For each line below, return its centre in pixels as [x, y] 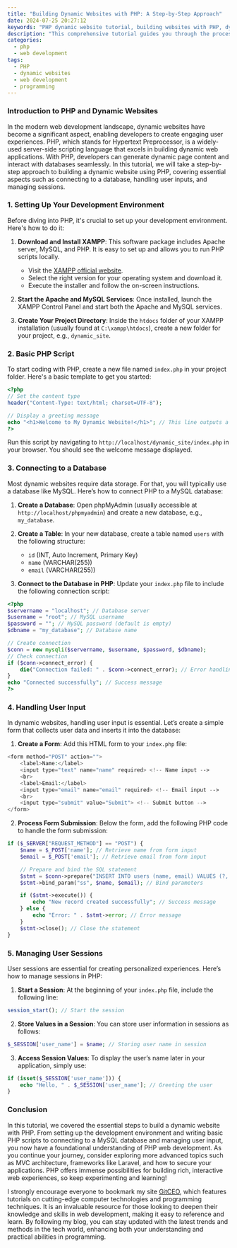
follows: [29, 1031]
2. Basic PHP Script [41, 353]
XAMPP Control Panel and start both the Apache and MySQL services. [120, 307]
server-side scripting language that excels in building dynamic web [121, 149]
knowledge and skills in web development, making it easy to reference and [116, 1214]
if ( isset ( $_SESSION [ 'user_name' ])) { [64, 1078]
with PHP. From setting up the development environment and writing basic [115, 1133]
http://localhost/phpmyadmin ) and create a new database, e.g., [110, 512]
